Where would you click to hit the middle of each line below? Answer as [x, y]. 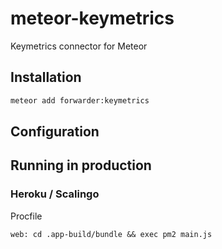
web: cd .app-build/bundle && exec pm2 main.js [111, 234]
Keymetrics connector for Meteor [79, 46]
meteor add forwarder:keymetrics [80, 100]
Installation [46, 77]
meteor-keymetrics [92, 18]
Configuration [55, 132]
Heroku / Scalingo [55, 194]
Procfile [26, 216]
